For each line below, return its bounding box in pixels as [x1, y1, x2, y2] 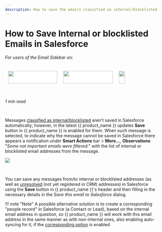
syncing [5, 221, 21, 227]
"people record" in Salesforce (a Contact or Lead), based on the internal [5, 206, 149, 212]
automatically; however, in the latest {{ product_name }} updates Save [5, 122, 146, 128]
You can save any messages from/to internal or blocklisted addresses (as [5, 176, 152, 182]
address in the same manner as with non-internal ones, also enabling [5, 216, 143, 222]
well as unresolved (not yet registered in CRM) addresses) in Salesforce [5, 181, 148, 187]
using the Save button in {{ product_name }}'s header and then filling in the [5, 186, 155, 192]
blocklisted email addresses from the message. [5, 148, 99, 154]
